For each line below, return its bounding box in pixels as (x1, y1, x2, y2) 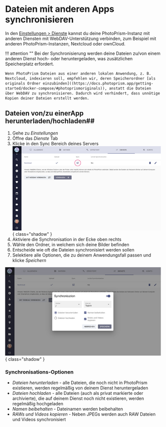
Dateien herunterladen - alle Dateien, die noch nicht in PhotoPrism (12, 380, 148, 386)
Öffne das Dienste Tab (12, 135, 58, 141)
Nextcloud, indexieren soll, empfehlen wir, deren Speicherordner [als (5, 76, 156, 81)
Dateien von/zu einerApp (5, 109, 84, 118)
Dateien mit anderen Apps (5, 3, 115, 15)
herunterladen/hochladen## (5, 117, 95, 126)
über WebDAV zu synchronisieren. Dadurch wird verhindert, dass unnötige (5, 90, 161, 96)
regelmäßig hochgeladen (12, 401, 63, 407)
